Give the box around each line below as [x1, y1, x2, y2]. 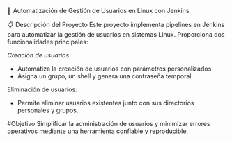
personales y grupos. [17, 106, 79, 114]
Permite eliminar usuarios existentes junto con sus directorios [17, 99, 194, 107]
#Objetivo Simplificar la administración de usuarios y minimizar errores [7, 120, 210, 127]
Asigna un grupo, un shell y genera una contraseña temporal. [17, 72, 194, 80]
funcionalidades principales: [7, 38, 88, 46]
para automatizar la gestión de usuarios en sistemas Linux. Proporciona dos [7, 30, 225, 38]
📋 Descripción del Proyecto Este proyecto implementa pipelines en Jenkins [7, 21, 225, 28]
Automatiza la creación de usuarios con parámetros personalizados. [17, 64, 214, 73]
